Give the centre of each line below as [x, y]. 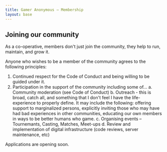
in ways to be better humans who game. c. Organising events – [77, 119]
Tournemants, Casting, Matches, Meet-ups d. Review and [71, 124]
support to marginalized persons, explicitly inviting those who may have [86, 108]
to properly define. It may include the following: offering [94, 103]
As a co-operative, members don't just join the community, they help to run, [83, 47]
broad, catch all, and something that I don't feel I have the [72, 98]
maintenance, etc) [31, 135]
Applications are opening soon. [37, 145]
